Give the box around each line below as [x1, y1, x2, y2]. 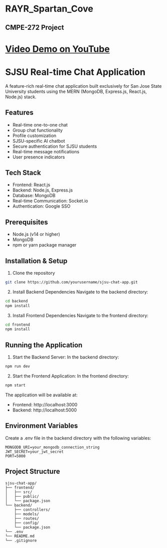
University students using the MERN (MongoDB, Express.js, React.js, [5, 88, 147, 94]
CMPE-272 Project [5, 23, 64, 32]
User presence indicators [12, 154, 65, 160]
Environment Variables [5, 421, 78, 430]
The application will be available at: [5, 392, 78, 398]
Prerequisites [5, 218, 48, 226]
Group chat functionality [12, 127, 63, 133]
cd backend [5, 298, 28, 303]
